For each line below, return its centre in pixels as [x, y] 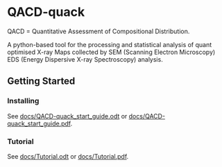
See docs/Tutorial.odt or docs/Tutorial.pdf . [68, 156]
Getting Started [41, 81]
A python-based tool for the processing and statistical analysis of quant [110, 44]
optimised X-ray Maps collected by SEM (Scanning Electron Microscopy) [111, 52]
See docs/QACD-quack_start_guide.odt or [67, 116]
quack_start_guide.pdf [39, 123]
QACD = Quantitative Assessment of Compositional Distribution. [99, 31]
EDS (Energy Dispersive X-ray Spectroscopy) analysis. [85, 59]
